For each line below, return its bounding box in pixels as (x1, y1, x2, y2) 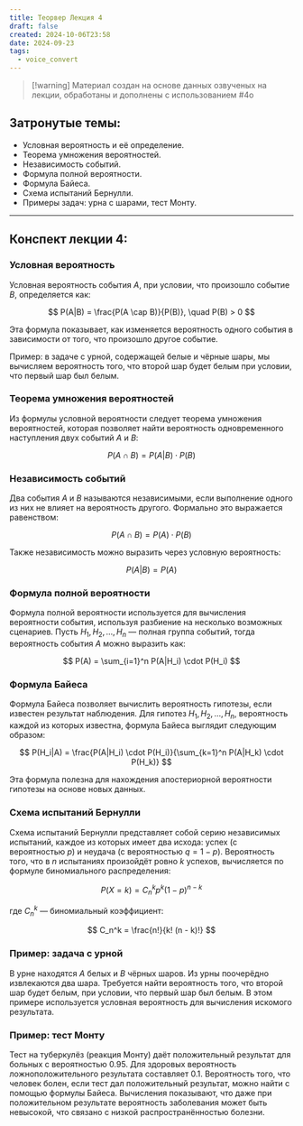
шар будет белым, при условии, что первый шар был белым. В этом (9, 987, 273, 998)
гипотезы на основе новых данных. (9, 784, 146, 795)
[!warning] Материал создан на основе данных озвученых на (31, 80, 268, 90)
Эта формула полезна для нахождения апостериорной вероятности (9, 774, 272, 785)
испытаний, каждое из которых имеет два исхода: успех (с (9, 836, 238, 847)
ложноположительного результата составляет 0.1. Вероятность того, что (9, 1068, 291, 1079)
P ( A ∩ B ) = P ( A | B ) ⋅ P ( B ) (106, 449, 197, 460)
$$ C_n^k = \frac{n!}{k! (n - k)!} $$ (87, 925, 216, 936)
